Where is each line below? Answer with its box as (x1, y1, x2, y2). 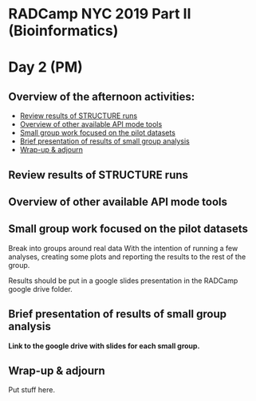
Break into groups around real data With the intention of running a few (8, 243, 238, 253)
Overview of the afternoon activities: (8, 89, 195, 104)
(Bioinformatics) (8, 22, 119, 40)
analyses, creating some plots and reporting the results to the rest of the (8, 252, 246, 261)
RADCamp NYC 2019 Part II (8, 5, 191, 23)
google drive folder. (8, 284, 73, 293)
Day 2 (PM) (8, 58, 84, 77)
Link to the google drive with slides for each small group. (8, 340, 200, 351)
